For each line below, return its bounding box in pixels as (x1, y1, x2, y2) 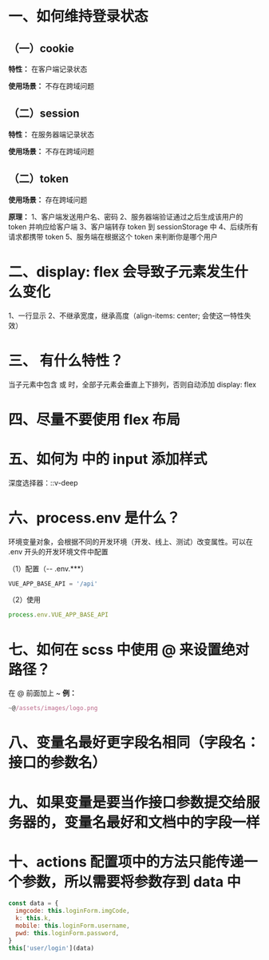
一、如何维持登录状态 (8, 7, 149, 26)
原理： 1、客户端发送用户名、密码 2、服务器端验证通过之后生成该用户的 (8, 212, 243, 221)
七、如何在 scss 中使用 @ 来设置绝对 (8, 641, 250, 659)
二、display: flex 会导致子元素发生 (8, 263, 235, 280)
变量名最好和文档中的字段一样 (64, 813, 261, 831)
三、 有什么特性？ (8, 351, 124, 370)
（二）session (8, 107, 80, 121)
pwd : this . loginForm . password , (15, 929, 120, 937)
